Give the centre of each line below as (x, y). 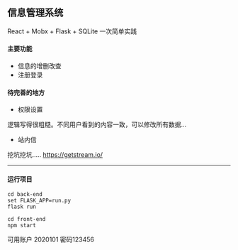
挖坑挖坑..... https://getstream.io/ (55, 155)
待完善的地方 (26, 92)
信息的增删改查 (39, 66)
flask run (22, 207)
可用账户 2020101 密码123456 (51, 239)
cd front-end (27, 219)
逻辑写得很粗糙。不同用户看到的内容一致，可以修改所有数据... (97, 125)
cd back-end (25, 195)
